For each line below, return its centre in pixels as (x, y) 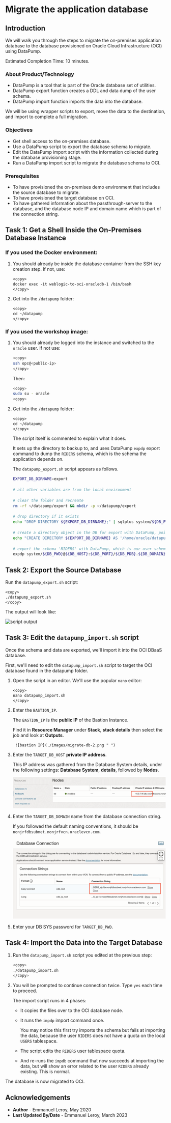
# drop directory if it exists (46, 517)
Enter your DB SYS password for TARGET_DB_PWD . (63, 927)
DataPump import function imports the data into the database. (78, 102)
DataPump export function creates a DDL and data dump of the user (84, 91)
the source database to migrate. (46, 192)
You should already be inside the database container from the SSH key (87, 264)
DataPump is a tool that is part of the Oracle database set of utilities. (84, 86)
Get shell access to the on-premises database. (62, 141)
